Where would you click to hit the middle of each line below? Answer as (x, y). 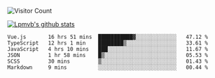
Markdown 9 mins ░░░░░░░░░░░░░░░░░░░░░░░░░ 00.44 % (108, 68)
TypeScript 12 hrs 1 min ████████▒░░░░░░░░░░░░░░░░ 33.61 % (108, 43)
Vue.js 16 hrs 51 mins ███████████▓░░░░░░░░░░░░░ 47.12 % (108, 37)
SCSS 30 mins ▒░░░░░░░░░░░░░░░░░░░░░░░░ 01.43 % (108, 61)
